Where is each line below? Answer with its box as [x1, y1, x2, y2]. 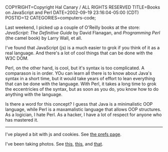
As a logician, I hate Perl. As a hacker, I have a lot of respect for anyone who [5, 112, 162, 118]
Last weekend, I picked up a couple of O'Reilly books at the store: [5, 24, 140, 30]
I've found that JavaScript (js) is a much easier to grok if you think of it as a [5, 45, 160, 50]
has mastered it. [5, 117, 38, 123]
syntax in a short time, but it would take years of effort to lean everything [5, 76, 155, 81]
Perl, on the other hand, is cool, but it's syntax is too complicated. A [5, 65, 145, 71]
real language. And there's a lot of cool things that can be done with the [5, 50, 153, 56]
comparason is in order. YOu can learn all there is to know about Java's [5, 70, 152, 76]
